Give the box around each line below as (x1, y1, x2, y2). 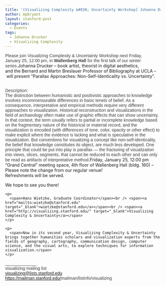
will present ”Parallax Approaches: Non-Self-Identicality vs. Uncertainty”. (6, 73, 155, 79)
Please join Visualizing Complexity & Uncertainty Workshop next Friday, (5, 53, 142, 58)
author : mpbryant (5, 12, 41, 17)
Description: (5, 87, 28, 93)
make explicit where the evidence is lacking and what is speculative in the (5, 132, 146, 138)
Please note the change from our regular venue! (5, 167, 103, 173)
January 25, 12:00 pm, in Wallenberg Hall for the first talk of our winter (5, 58, 141, 63)
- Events (9, 26, 28, 31)
